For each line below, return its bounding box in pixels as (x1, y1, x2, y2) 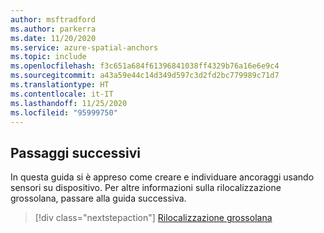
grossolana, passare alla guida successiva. (10, 192, 187, 205)
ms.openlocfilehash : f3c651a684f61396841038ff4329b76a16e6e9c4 (10, 61, 280, 71)
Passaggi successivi (10, 144, 142, 161)
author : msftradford (10, 14, 97, 25)
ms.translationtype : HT (10, 80, 110, 90)
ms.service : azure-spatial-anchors (10, 42, 159, 53)
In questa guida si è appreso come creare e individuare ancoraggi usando (10, 171, 315, 183)
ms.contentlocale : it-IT (10, 89, 114, 99)
